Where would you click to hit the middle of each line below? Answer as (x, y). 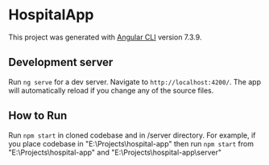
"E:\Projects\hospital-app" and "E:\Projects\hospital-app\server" (115, 152)
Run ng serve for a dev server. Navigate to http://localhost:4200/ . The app (135, 81)
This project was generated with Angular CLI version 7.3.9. (105, 37)
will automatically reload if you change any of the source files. (111, 90)
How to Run (38, 115)
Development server (61, 62)
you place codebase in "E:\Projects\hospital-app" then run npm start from (131, 143)
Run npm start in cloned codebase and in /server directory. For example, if (132, 135)
